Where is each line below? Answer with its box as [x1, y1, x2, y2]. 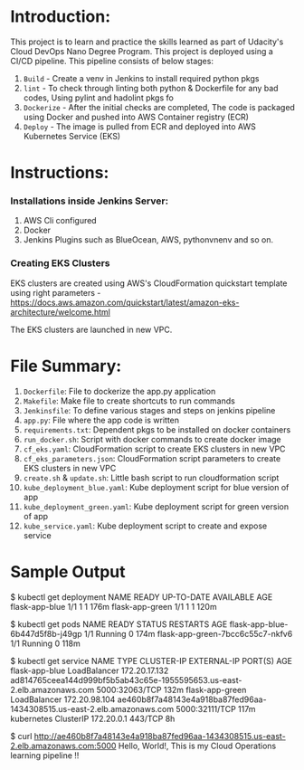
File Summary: [10, 356, 122, 376]
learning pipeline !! [10, 749, 80, 761]
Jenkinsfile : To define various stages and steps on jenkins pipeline [23, 404, 276, 415]
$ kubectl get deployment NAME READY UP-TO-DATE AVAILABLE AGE [10, 591, 273, 603]
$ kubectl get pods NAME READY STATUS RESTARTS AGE [10, 618, 228, 630]
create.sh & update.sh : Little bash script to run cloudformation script [23, 472, 280, 483]
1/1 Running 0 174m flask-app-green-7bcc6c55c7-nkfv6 [83, 628, 293, 639]
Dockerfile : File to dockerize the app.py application [23, 385, 216, 396]
